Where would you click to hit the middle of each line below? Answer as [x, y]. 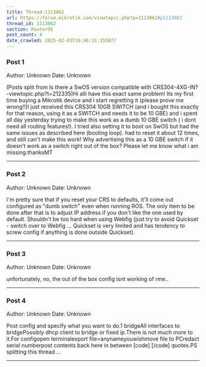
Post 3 [16, 253]
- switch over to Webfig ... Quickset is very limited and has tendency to [96, 225]
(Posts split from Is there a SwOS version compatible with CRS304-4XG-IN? [102, 87]
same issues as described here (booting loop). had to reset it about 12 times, [103, 133]
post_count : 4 [25, 35]
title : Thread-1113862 [35, 12]
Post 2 [16, 174]
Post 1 [15, 62]
